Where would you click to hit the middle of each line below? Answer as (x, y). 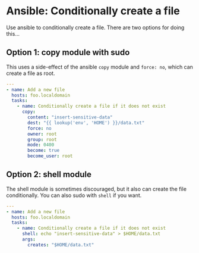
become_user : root (50, 156)
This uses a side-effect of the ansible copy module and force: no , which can (99, 67)
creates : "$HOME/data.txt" (61, 245)
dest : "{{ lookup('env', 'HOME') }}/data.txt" (86, 123)
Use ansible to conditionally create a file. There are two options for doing (95, 27)
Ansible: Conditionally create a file (93, 11)
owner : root (42, 134)
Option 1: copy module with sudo (68, 53)
